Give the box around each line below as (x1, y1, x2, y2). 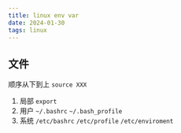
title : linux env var (8, 11, 79, 20)
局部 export (19, 96, 57, 106)
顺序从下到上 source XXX (8, 79, 87, 89)
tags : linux (8, 26, 47, 34)
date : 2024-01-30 (8, 19, 65, 27)
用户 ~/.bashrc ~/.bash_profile (19, 106, 123, 116)
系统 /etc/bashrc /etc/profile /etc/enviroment (19, 116, 174, 126)
